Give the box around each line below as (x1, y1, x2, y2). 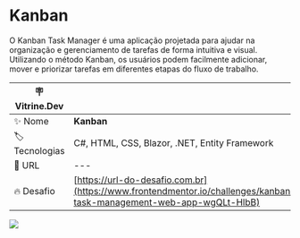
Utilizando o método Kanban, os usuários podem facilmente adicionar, (9, 54, 268, 64)
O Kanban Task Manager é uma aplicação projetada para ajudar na (9, 35, 255, 46)
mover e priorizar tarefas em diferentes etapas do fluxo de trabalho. (9, 64, 259, 74)
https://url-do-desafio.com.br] (77, 174, 208, 186)
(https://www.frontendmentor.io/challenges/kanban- (73, 184, 296, 197)
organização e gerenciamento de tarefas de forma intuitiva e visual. (9, 44, 258, 55)
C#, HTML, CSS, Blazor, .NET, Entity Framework (73, 137, 274, 149)
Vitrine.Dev (14, 99, 64, 112)
